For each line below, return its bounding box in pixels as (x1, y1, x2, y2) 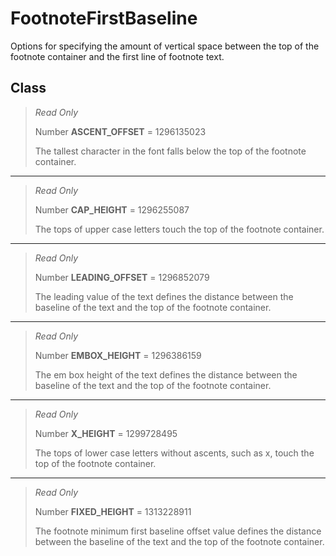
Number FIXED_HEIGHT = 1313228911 (34, 505, 192, 517)
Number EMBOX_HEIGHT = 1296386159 (34, 349, 202, 361)
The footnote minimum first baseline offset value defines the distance (34, 525, 322, 537)
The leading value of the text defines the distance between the (34, 290, 294, 302)
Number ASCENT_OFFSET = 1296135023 (34, 125, 207, 137)
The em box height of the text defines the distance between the (34, 368, 298, 381)
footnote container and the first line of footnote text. (10, 50, 225, 62)
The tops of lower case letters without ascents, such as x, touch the (34, 447, 315, 459)
